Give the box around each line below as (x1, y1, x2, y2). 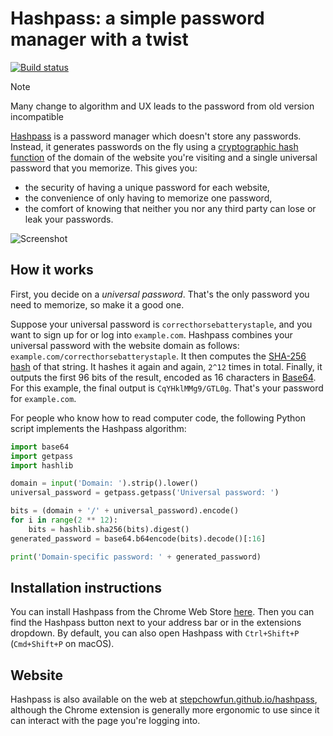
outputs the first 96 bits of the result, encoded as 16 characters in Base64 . (10, 371, 317, 383)
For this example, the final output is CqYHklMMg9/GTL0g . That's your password (10, 382, 324, 394)
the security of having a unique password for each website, (24, 181, 270, 193)
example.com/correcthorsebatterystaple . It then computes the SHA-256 (10, 350, 307, 362)
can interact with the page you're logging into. (10, 715, 201, 727)
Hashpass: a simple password (10, 7, 265, 30)
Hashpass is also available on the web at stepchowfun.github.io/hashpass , (10, 693, 318, 706)
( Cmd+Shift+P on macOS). (10, 638, 115, 650)
